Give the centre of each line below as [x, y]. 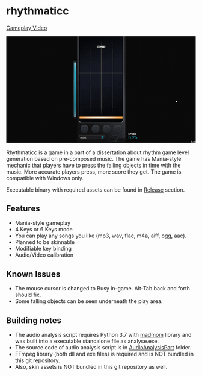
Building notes [34, 320]
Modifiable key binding [43, 249]
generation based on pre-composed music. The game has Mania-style [94, 158]
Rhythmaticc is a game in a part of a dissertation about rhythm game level [98, 152]
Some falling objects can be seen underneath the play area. [89, 301]
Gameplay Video [27, 28]
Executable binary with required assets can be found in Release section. [96, 190]
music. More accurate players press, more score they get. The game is [94, 171]
